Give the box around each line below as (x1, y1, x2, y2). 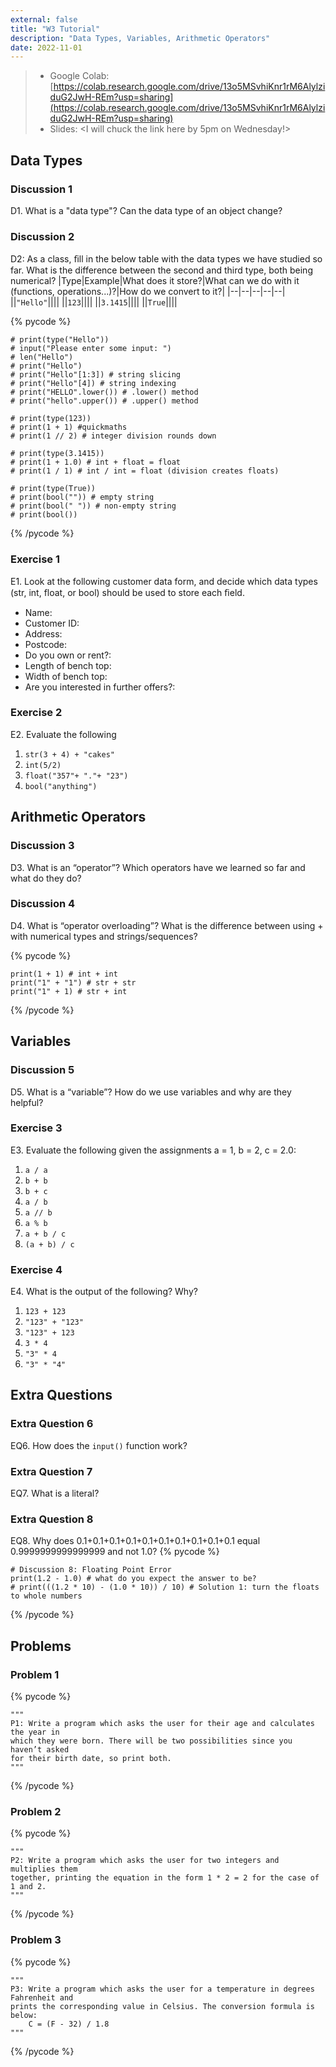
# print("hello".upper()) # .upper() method (10, 396, 199, 406)
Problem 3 (10, 1933, 62, 1947)
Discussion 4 (10, 897, 76, 911)
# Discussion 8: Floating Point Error (10, 1565, 172, 1575)
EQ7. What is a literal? (10, 1487, 100, 1500)
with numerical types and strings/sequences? (10, 930, 198, 942)
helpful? (10, 1096, 44, 1108)
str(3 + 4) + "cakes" (24, 749, 115, 760)
